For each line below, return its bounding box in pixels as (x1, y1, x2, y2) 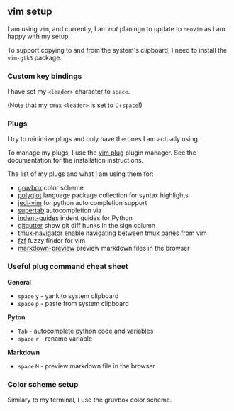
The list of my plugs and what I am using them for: (7, 170, 154, 178)
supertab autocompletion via (17, 206, 102, 215)
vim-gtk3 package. (7, 53, 62, 62)
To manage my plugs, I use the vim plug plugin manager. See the (7, 148, 197, 157)
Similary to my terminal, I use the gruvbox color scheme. (7, 395, 172, 404)
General (7, 278, 32, 286)
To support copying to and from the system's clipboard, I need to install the (7, 45, 228, 54)
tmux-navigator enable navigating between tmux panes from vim (17, 229, 207, 237)
